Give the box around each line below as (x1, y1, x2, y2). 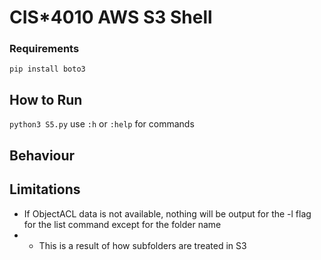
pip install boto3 (9, 64, 86, 75)
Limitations (9, 181, 81, 198)
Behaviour (9, 147, 76, 164)
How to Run (9, 91, 83, 108)
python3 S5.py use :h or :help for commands (9, 118, 195, 130)
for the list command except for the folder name (23, 218, 222, 230)
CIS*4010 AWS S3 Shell (9, 6, 213, 29)
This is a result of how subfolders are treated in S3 (38, 239, 247, 251)
